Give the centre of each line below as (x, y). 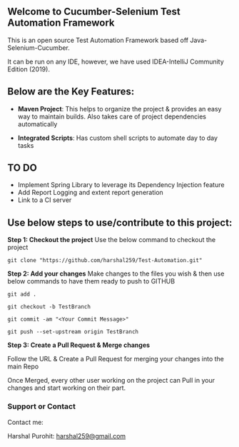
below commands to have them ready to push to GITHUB (91, 281)
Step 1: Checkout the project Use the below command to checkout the (112, 240)
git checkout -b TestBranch (49, 307)
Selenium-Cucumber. (39, 47)
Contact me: (26, 422)
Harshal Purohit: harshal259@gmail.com (67, 436)
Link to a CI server (45, 200)
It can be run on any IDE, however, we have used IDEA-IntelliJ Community (116, 61)
